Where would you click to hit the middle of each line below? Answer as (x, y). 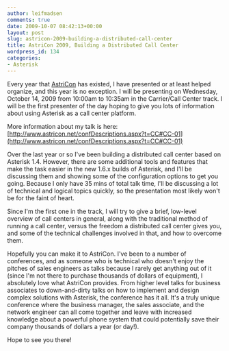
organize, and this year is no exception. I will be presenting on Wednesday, (112, 91)
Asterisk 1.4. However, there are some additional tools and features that (108, 161)
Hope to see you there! (39, 339)
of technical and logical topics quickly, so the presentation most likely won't (113, 191)
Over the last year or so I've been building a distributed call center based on (114, 154)
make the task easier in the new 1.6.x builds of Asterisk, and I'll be (100, 169)
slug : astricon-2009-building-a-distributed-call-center (90, 39)
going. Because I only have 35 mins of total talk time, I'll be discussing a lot (113, 183)
